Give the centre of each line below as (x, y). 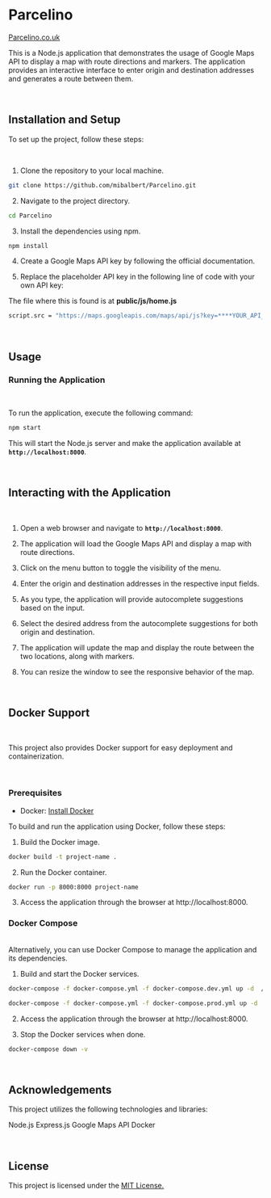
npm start (25, 427)
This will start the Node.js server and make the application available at (125, 443)
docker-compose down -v (48, 1049)
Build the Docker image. (60, 842)
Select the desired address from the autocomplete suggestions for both (139, 623)
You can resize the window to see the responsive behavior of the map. (137, 671)
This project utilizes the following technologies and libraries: (108, 1109)
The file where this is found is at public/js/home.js (93, 301)
